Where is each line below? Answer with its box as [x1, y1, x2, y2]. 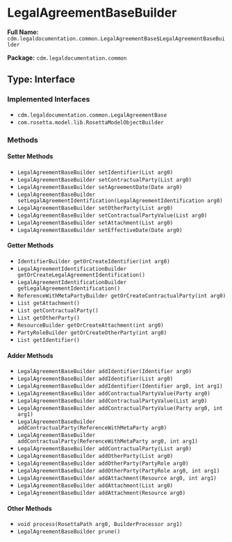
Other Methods [7, 504, 52, 512]
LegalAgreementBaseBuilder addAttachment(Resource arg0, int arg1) [17, 475, 217, 482]
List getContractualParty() [17, 307, 99, 314]
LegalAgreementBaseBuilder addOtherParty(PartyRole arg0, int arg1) [17, 468, 220, 475]
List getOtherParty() [17, 314, 80, 321]
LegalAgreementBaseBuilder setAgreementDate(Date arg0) [17, 183, 183, 190]
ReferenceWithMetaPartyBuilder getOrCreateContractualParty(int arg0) [17, 292, 226, 299]
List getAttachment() [17, 299, 80, 306]
